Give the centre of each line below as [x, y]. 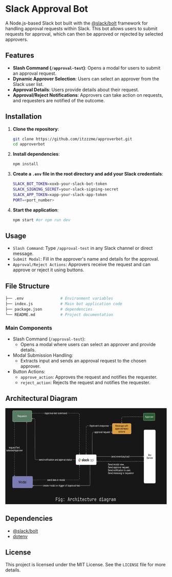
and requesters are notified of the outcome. [59, 100]
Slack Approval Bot [47, 9]
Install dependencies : [36, 154]
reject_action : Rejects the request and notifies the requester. [85, 382]
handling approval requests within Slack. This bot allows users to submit [81, 28]
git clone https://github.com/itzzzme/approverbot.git [72, 139]
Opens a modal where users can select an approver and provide [88, 344]
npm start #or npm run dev [41, 220]
